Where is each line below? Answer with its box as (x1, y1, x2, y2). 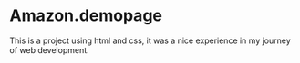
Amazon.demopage (9, 5, 162, 26)
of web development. (9, 44, 89, 55)
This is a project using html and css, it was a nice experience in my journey (9, 35, 292, 46)
